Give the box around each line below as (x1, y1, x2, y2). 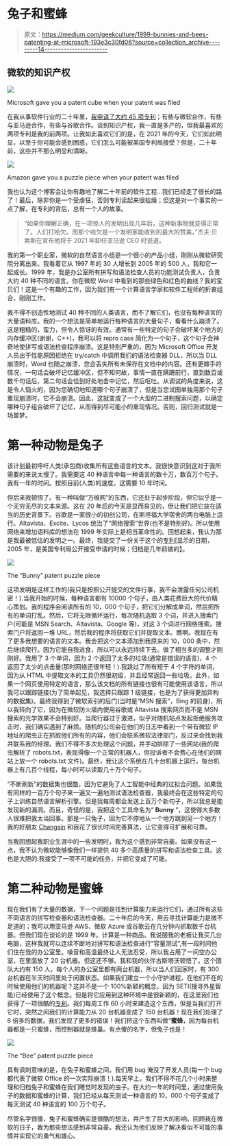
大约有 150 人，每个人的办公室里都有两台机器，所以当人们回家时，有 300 (12, 964, 219, 973)
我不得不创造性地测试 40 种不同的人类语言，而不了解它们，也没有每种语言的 (7, 308, 222, 316)
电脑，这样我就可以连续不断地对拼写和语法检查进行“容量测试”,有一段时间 (7, 939, 212, 947)
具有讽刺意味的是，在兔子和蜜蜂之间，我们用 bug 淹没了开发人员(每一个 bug (7, 1065, 222, 1073)
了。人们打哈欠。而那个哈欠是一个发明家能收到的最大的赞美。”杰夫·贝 (23, 228, 218, 236)
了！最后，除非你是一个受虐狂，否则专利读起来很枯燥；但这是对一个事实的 (7, 196, 217, 204)
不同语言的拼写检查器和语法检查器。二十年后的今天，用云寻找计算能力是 (7, 913, 211, 922)
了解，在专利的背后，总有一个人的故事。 (12, 204, 127, 212)
